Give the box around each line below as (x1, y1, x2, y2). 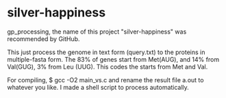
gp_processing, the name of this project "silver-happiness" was (7, 27, 187, 36)
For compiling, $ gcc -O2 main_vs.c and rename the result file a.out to (7, 75, 204, 84)
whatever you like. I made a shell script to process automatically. (7, 83, 190, 91)
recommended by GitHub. (7, 34, 80, 42)
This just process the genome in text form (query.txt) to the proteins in (7, 48, 205, 56)
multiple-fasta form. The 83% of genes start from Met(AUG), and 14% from (7, 55, 220, 63)
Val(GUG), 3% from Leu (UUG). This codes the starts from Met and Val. (7, 62, 208, 71)
